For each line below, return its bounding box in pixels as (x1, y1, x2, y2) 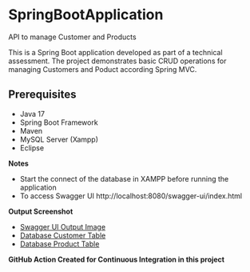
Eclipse (19, 142, 45, 153)
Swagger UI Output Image (19, 222, 106, 231)
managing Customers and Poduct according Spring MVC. (8, 64, 197, 74)
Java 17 (19, 109, 46, 118)
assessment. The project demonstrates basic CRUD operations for (8, 56, 227, 66)
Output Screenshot (8, 206, 73, 216)
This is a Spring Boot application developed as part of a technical (8, 47, 223, 57)
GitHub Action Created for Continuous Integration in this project (8, 254, 225, 264)
